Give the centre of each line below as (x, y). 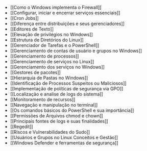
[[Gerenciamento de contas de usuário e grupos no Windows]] (76, 51)
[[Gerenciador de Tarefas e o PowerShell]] (55, 45)
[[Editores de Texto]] (32, 29)
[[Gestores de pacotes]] (35, 72)
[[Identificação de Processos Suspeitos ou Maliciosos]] (68, 83)
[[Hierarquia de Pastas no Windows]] (49, 78)
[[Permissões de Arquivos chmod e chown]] (56, 116)
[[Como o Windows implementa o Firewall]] (56, 7)
